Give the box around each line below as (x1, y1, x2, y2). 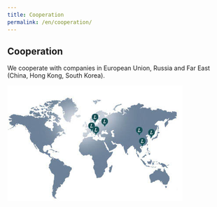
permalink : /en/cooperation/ (7, 18, 92, 26)
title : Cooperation (7, 11, 64, 18)
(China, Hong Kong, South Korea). (7, 71, 105, 80)
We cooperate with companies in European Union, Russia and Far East (7, 64, 210, 73)
